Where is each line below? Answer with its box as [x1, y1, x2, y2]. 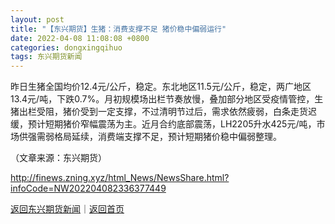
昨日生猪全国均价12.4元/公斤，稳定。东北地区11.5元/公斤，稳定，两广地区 [10, 81, 312, 93]
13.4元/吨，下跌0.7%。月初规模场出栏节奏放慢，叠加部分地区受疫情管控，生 [10, 93, 324, 105]
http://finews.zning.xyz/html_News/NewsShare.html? [10, 172, 230, 184]
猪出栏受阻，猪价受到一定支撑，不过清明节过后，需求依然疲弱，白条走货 [10, 106, 308, 118]
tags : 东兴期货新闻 [10, 52, 83, 62]
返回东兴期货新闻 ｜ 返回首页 [10, 203, 125, 215]
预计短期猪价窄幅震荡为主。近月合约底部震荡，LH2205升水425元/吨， [27, 118, 317, 130]
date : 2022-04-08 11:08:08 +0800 [10, 33, 150, 43]
